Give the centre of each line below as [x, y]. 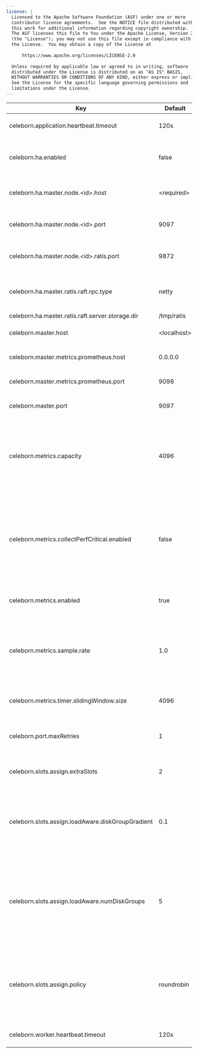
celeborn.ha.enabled [38, 157]
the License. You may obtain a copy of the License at [81, 45]
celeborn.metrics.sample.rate [49, 651]
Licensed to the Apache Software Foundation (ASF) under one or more [98, 17]
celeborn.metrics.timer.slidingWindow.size [68, 701]
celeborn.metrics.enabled [45, 600]
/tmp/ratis [172, 316]
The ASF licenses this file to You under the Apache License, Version [100, 34]
